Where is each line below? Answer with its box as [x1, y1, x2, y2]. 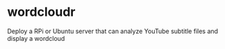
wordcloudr [7, 4, 76, 20]
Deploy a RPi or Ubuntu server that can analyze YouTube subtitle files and [7, 27, 219, 35]
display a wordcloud [7, 34, 65, 42]
